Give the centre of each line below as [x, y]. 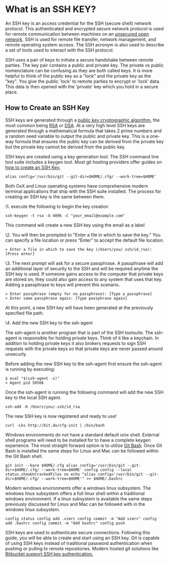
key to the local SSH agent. [33, 398]
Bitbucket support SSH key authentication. [49, 554]
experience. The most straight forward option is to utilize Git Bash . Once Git [84, 445]
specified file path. [25, 313]
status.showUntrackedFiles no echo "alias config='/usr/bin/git [74, 474]
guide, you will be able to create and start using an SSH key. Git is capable [82, 538]
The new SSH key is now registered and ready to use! [61, 416]
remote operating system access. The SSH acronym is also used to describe [85, 44]
